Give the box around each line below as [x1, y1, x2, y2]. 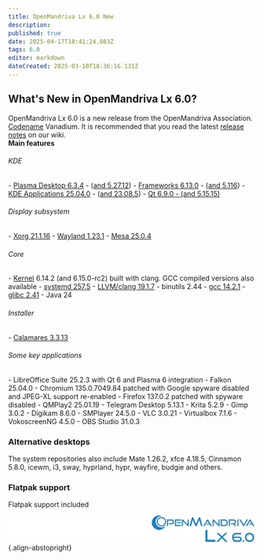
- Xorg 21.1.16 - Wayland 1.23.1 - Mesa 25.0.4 [8, 232, 152, 241]
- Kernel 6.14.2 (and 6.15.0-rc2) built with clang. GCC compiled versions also [8, 273, 254, 283]
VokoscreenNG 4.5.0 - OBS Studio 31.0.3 [8, 416, 140, 426]
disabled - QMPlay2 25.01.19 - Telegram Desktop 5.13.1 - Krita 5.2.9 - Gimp [8, 400, 249, 409]
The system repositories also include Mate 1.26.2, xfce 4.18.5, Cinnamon [8, 454, 242, 463]
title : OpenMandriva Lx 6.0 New [8, 13, 114, 20]
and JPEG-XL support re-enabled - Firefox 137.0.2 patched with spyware [8, 391, 243, 401]
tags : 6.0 [8, 46, 41, 54]
